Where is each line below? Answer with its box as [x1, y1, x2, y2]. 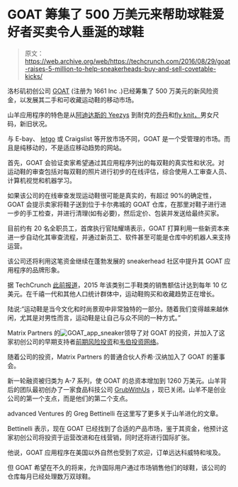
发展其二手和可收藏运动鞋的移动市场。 [25, 95, 138, 103]
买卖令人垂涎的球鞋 [32, 24, 144, 40]
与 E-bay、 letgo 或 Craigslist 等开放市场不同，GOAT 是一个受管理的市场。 [7, 134, 225, 142]
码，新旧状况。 [7, 119, 51, 128]
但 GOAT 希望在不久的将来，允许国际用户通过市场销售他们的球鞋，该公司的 [7, 463, 227, 471]
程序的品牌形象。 [13, 265, 64, 274]
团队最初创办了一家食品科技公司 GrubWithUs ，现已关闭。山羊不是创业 [19, 385, 227, 393]
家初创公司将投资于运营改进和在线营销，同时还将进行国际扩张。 [7, 433, 193, 442]
